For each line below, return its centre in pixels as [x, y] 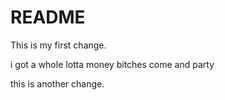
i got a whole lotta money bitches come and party [112, 64]
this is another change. [57, 83]
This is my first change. [58, 45]
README [48, 17]
